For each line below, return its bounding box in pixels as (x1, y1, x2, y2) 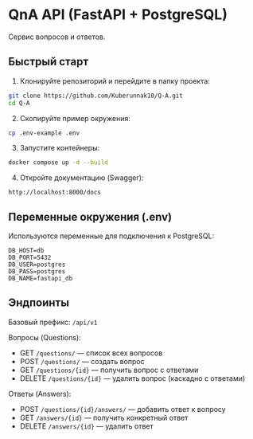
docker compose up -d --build (8, 159, 109, 167)
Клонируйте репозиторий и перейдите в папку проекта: (19, 76, 211, 85)
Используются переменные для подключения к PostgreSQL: (8, 231, 215, 241)
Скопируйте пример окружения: (19, 113, 131, 123)
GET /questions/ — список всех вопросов (19, 348, 163, 358)
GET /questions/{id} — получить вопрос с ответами (19, 365, 199, 374)
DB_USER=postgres (8, 261, 66, 268)
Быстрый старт (8, 55, 89, 69)
